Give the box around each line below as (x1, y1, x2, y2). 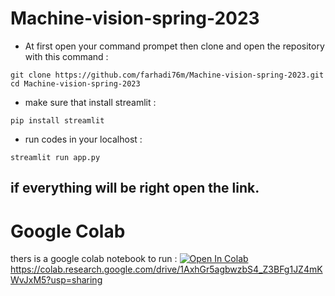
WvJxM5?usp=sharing (10, 274, 103, 286)
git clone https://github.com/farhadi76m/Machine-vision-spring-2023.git (10, 70, 325, 80)
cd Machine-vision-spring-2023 (10, 78, 141, 89)
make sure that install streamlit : (24, 96, 157, 108)
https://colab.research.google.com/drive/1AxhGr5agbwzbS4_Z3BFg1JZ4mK (10, 263, 323, 276)
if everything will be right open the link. (10, 180, 260, 197)
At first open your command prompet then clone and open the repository (24, 40, 325, 52)
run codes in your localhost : (24, 133, 143, 145)
